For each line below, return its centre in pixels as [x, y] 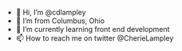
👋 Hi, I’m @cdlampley [51, 12]
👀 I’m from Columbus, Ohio [60, 21]
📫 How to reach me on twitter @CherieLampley [95, 38]
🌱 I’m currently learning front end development [93, 29]
